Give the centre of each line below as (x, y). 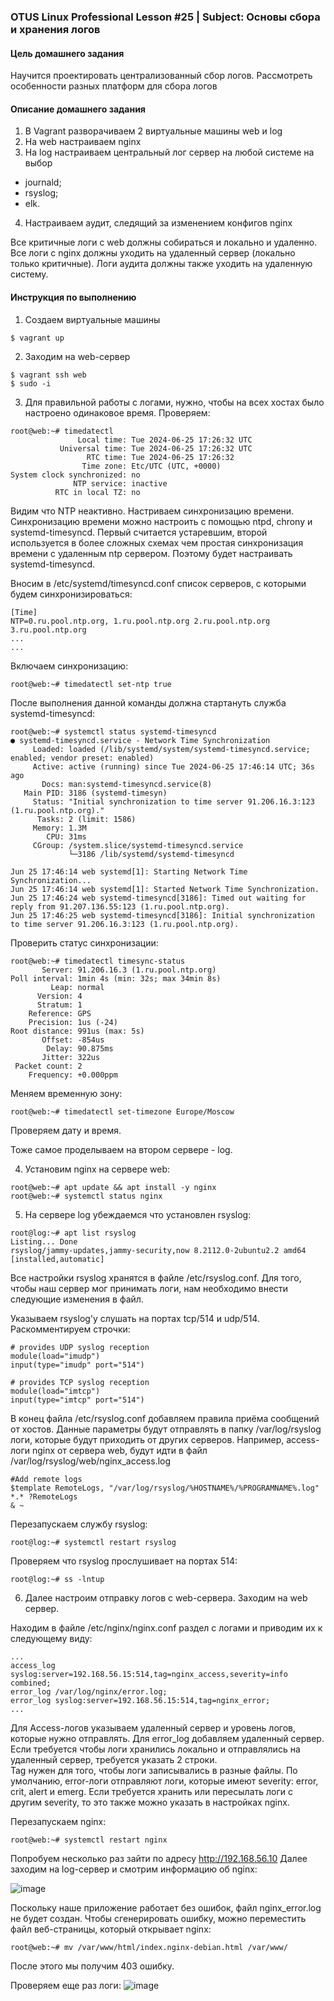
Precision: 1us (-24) (73, 1022)
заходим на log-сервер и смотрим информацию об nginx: (134, 1869)
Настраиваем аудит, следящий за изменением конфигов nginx (158, 223)
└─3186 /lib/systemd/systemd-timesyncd (151, 854)
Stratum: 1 (59, 1005)
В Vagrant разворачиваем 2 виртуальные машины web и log (153, 131)
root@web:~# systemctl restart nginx (89, 1840)
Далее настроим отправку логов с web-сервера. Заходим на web (166, 1597)
